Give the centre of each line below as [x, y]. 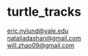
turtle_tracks [44, 12]
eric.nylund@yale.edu [38, 31]
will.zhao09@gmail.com [41, 45]
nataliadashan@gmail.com [44, 38]
